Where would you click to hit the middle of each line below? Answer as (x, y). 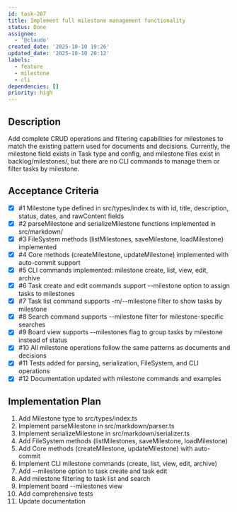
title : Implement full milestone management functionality (97, 21)
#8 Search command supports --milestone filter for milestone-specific (121, 317)
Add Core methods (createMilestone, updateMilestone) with (105, 449)
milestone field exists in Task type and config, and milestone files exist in (114, 154)
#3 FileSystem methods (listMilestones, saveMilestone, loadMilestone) (121, 239)
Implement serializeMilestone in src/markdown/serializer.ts (104, 433)
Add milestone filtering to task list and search (84, 479)
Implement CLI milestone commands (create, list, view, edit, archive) (118, 464)
